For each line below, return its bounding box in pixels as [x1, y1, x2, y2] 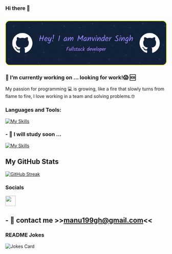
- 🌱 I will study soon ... [5, 131, 61, 138]
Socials [5, 184, 24, 191]
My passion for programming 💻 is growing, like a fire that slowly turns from [5, 86, 165, 92]
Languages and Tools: [5, 106, 61, 113]
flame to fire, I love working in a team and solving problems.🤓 [5, 93, 135, 100]
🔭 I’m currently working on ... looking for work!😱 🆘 [5, 74, 136, 81]
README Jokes [5, 231, 45, 239]
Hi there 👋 [5, 5, 31, 12]
